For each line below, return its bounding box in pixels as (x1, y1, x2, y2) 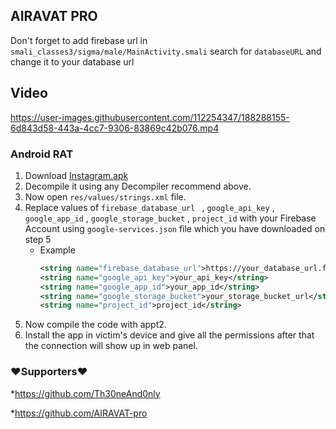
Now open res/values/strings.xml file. (24, 190, 187, 203)
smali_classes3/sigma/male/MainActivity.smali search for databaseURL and (10, 45, 322, 57)
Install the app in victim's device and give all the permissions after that (24, 329, 315, 341)
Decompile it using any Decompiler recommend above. (24, 180, 252, 192)
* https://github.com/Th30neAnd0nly (10, 387, 161, 399)
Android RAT (10, 147, 74, 161)
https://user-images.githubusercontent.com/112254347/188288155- (10, 111, 290, 123)
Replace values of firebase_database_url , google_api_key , (24, 201, 275, 213)
